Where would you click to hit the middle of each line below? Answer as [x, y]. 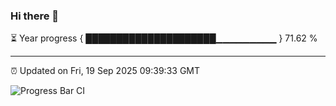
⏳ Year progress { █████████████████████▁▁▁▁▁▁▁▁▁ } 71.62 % [164, 38]
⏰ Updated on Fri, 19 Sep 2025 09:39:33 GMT [105, 71]
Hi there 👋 [35, 16]
